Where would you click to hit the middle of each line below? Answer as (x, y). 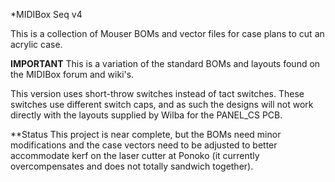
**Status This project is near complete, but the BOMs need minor (146, 134)
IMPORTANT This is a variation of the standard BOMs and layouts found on (165, 63)
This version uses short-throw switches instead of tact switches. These (157, 93)
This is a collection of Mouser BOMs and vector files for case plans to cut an (167, 33)
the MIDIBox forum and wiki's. (72, 74)
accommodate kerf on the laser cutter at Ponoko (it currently (135, 155)
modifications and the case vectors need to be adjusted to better (144, 145)
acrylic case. (36, 44)
